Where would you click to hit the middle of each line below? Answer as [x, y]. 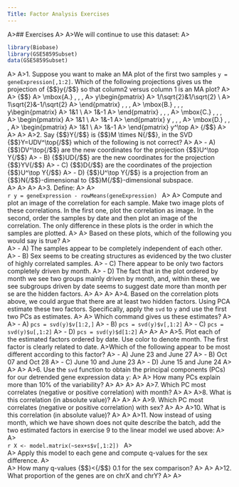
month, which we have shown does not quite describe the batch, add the [114, 423]
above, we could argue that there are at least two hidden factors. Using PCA [119, 302]
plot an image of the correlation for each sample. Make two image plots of [116, 203]
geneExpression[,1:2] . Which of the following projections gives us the [110, 82]
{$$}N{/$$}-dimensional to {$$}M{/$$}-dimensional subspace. [100, 180]
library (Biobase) [33, 47]
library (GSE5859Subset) [43, 54]
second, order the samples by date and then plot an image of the [102, 218]
